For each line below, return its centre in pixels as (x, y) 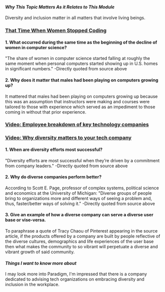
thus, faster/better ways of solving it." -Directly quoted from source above (80, 204)
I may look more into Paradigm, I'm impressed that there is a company (76, 274)
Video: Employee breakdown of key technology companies (77, 124)
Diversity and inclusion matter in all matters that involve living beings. (75, 18)
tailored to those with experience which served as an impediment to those (80, 107)
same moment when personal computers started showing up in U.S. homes (82, 63)
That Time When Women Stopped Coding (56, 30)
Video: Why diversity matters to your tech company (68, 138)
